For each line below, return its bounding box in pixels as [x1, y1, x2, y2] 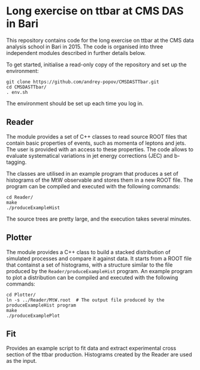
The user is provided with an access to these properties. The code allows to [6, 145, 193, 153]
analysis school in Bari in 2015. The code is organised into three [6, 43, 163, 50]
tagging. [6, 158, 27, 166]
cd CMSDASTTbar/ [6, 84, 47, 90]
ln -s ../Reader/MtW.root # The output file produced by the [6, 297, 165, 303]
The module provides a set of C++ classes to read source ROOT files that [6, 133, 187, 140]
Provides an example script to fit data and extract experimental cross [6, 345, 177, 352]
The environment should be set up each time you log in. [6, 100, 144, 107]
